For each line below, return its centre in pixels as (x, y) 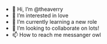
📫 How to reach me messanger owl (56, 35)
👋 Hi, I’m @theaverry (37, 9)
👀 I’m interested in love (40, 15)
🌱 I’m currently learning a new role (54, 22)
